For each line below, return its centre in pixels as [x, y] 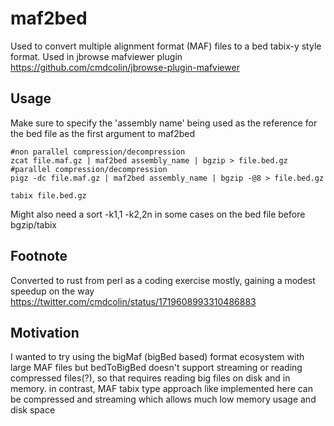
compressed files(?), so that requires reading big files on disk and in [150, 378]
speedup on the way [52, 291]
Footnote [39, 256]
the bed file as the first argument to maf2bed [103, 133]
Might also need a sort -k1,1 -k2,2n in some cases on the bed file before [158, 214]
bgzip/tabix [34, 224]
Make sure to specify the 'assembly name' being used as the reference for [164, 123]
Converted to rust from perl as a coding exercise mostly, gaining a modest [163, 280]
